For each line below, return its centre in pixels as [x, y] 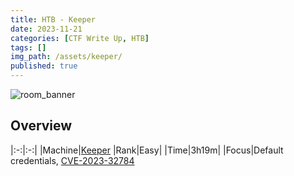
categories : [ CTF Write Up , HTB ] [80, 38]
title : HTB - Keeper [53, 19]
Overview [41, 126]
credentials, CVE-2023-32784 [72, 160]
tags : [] [28, 47]
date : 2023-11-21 [46, 29]
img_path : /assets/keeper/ [66, 57]
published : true [44, 66]
